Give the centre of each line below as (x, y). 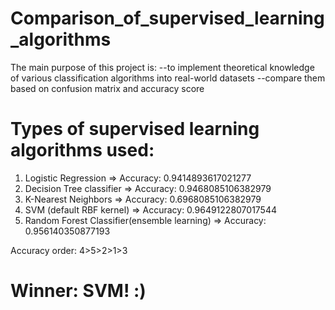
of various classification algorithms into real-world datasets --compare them (168, 78)
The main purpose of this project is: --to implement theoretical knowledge (162, 67)
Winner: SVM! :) (78, 291)
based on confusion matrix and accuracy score (107, 88)
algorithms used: (82, 150)
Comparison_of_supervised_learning (167, 18)
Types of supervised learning (135, 129)
